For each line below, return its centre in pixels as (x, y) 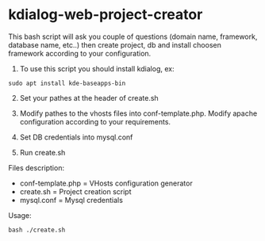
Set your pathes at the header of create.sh (89, 98)
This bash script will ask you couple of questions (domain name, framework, (133, 36)
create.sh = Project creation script (75, 191)
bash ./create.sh (37, 230)
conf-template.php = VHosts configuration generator (106, 183)
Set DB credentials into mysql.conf (76, 137)
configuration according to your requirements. (95, 121)
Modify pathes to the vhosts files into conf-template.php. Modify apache (138, 113)
